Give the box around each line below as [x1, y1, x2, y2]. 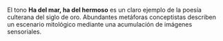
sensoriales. [7, 27, 42, 36]
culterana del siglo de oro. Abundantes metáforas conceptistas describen [7, 13, 216, 21]
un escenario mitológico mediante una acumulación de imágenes [7, 20, 193, 28]
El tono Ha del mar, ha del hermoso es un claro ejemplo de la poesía [7, 6, 202, 14]
